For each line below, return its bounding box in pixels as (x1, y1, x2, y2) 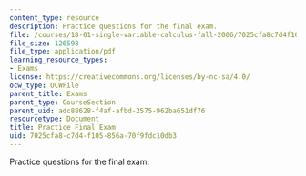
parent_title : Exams (9, 89, 88, 98)
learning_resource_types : (9, 55, 107, 64)
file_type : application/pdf (9, 47, 117, 56)
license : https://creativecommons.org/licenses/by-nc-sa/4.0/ (9, 73, 250, 82)
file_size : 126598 (9, 38, 79, 48)
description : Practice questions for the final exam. (9, 22, 219, 31)
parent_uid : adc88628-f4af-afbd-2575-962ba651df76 (9, 106, 206, 115)
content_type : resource (9, 13, 100, 23)
